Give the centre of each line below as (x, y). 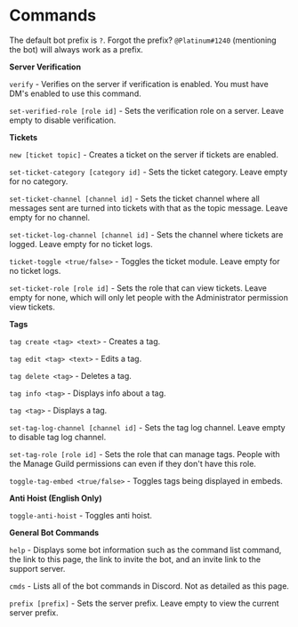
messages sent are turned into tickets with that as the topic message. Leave (149, 208)
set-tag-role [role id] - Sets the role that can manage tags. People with (145, 454)
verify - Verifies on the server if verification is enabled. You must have (139, 84)
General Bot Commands (54, 532)
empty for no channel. (50, 217)
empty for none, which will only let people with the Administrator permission (149, 297)
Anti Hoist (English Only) (56, 498)
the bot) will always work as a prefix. (77, 49)
